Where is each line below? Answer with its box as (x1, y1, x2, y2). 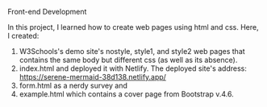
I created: (7, 31, 40, 40)
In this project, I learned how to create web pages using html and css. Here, (7, 23, 259, 31)
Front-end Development (7, 7, 87, 16)
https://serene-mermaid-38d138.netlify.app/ (19, 72, 167, 81)
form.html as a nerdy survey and (19, 80, 128, 90)
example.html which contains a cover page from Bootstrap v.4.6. (19, 89, 235, 99)
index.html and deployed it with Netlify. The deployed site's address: (19, 64, 247, 73)
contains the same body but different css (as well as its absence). (19, 56, 238, 64)
